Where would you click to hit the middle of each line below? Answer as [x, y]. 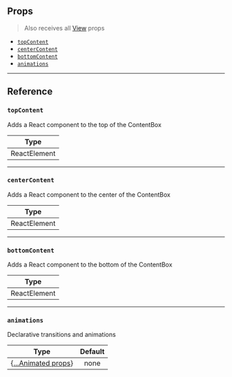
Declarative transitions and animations [61, 335]
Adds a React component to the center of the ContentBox [89, 194]
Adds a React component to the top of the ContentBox [85, 124]
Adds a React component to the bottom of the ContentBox [90, 264]
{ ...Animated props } [42, 363]
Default [92, 351]
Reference [30, 91]
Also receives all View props [64, 28]
